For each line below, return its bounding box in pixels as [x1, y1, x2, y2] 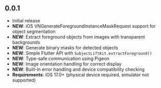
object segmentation [12, 28, 56, 35]
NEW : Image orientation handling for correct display [12, 61, 122, 67]
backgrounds [12, 39, 40, 45]
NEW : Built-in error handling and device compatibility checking [12, 66, 145, 72]
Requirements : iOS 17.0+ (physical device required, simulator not [12, 71, 149, 78]
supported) [12, 77, 36, 83]
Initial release [12, 17, 40, 23]
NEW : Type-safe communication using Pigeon [12, 55, 110, 62]
